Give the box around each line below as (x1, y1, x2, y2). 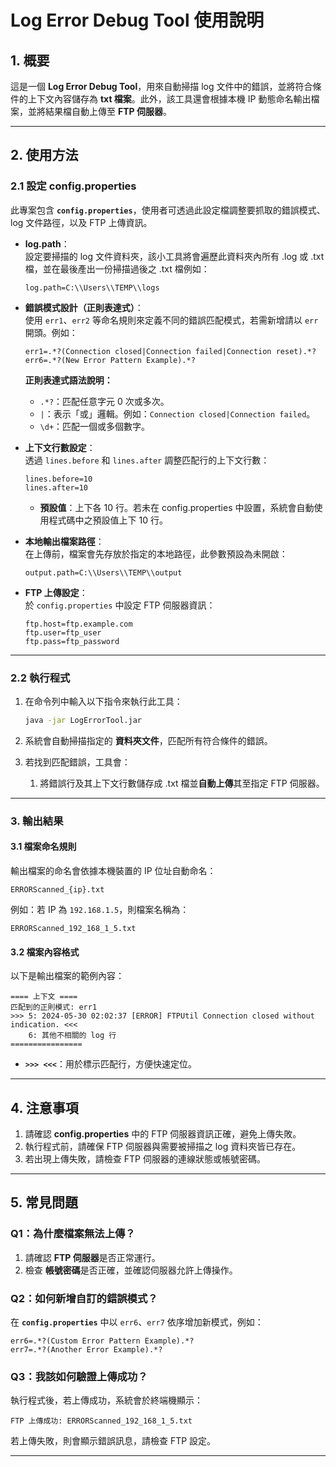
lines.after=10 (24, 482, 89, 493)
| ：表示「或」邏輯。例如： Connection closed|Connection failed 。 (39, 407, 316, 420)
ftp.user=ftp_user (24, 627, 102, 638)
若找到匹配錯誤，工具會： (24, 756, 131, 768)
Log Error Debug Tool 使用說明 (10, 9, 265, 32)
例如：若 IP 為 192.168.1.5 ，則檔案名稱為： (10, 903, 190, 915)
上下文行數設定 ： (24, 441, 96, 453)
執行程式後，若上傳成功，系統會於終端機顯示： (10, 1394, 203, 1406)
